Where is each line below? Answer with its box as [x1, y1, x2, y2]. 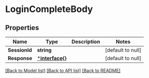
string [37, 46, 52, 53]
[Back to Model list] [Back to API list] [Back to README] [5, 67, 121, 73]
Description [71, 38, 101, 45]
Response [8, 55, 33, 61]
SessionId [8, 46, 32, 53]
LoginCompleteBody [5, 3, 93, 15]
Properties [5, 23, 39, 32]
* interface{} [37, 55, 67, 61]
